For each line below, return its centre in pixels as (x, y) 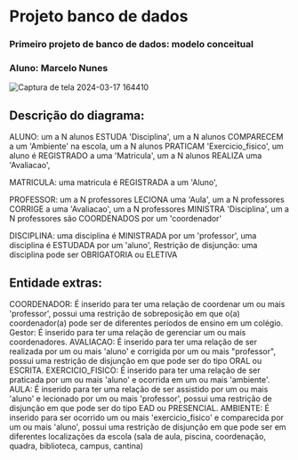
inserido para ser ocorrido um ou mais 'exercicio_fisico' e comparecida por (147, 418)
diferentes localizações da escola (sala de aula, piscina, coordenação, (138, 437)
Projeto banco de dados (99, 16)
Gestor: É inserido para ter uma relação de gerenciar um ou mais (128, 333)
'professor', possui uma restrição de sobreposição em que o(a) (125, 314)
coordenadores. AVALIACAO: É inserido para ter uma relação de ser (133, 342)
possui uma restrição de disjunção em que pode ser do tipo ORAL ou (136, 361)
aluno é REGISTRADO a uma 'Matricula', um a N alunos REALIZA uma (136, 156)
